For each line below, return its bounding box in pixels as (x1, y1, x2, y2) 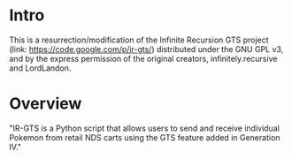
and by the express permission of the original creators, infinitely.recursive (9, 53, 278, 64)
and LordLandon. (9, 63, 72, 73)
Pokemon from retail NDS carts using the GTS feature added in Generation (9, 132, 280, 142)
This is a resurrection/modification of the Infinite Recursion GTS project (9, 34, 269, 45)
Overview (9, 94, 82, 114)
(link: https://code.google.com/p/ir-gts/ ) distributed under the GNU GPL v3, (9, 43, 284, 54)
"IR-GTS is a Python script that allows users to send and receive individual (9, 123, 280, 133)
